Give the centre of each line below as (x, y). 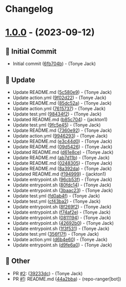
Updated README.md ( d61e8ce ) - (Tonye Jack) (63, 152)
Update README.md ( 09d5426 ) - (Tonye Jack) (62, 147)
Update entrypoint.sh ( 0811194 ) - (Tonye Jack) (62, 218)
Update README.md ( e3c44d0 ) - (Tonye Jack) (62, 141)
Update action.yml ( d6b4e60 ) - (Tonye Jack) (60, 240)
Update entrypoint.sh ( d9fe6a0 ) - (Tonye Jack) (62, 245)
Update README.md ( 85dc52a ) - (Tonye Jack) (62, 103)
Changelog (29, 9)
